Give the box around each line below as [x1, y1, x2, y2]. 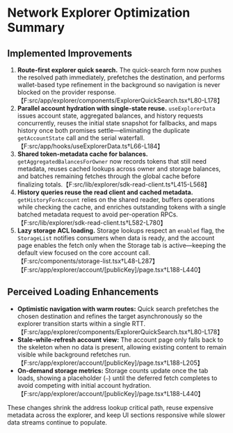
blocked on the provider [17, 88, 86, 96]
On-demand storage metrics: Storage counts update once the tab [17, 366, 209, 375]
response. [87, 88, 117, 96]
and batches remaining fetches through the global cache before [17, 172, 200, 180]
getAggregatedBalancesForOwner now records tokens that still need [17, 157, 207, 165]
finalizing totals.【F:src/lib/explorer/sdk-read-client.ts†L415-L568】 [17, 180, 211, 189]
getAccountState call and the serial [17, 134, 117, 142]
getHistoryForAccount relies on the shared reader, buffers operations [17, 196, 215, 203]
